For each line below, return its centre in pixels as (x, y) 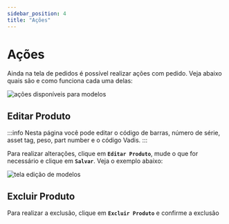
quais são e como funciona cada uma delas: (70, 81)
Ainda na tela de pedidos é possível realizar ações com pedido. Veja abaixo (115, 74)
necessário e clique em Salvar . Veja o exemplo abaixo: (85, 161)
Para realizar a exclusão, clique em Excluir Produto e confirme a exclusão (113, 213)
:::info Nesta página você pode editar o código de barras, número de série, (113, 133)
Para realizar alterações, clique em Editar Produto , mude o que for (103, 154)
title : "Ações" (29, 20)
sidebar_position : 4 (37, 14)
